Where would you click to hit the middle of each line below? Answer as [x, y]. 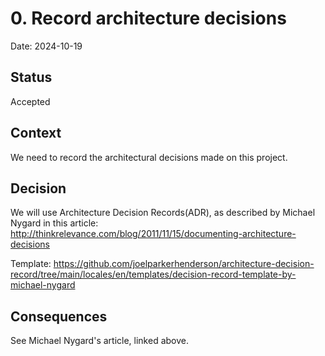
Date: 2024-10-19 [46, 46]
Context [36, 133]
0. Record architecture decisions [148, 18]
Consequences [59, 316]
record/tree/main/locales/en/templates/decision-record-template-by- [153, 274]
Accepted [30, 101]
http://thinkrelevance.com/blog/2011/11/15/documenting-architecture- [153, 234]
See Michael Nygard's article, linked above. [99, 341]
